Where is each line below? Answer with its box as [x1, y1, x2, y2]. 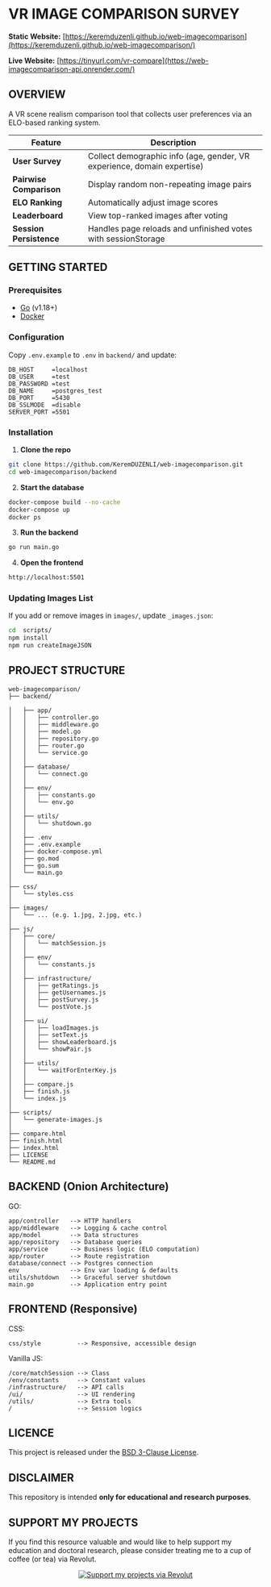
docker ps [8, 513, 42, 521]
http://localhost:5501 [8, 573, 85, 581]
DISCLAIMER [8, 1471, 74, 1485]
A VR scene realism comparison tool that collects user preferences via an [8, 109, 252, 119]
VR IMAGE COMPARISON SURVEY [8, 5, 240, 23]
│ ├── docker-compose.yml [8, 848, 103, 856]
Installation [8, 427, 54, 438]
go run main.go [8, 544, 60, 552]
